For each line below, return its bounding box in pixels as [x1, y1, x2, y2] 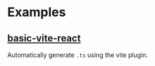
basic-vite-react [7, 32, 81, 44]
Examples [7, 4, 66, 20]
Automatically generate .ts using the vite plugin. [7, 51, 148, 59]
